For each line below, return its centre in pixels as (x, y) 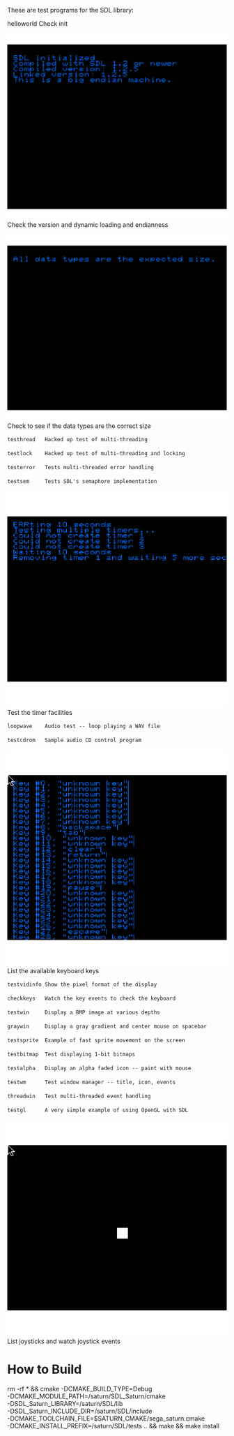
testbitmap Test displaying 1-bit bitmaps (71, 1054)
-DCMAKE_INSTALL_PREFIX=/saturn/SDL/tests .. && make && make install (113, 1426)
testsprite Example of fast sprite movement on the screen (96, 1041)
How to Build (45, 1369)
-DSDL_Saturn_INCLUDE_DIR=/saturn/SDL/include (80, 1411)
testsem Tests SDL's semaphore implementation (82, 482)
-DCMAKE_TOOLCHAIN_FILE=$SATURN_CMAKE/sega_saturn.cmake (106, 1418)
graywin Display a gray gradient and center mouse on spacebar (107, 1027)
